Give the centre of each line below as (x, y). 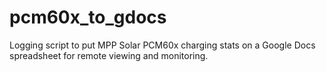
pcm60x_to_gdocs (88, 17)
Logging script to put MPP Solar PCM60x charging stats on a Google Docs (162, 45)
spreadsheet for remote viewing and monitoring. (109, 55)
